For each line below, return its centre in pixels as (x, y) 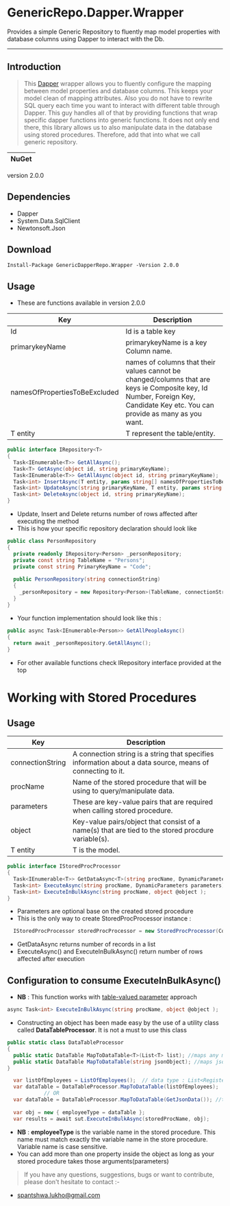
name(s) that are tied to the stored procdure (143, 831)
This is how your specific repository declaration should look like (107, 529)
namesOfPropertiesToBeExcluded (65, 393)
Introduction (34, 67)
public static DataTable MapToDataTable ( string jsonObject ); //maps (113, 1062)
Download (29, 250)
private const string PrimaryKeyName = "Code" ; (82, 567)
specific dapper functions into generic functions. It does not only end (122, 120)
